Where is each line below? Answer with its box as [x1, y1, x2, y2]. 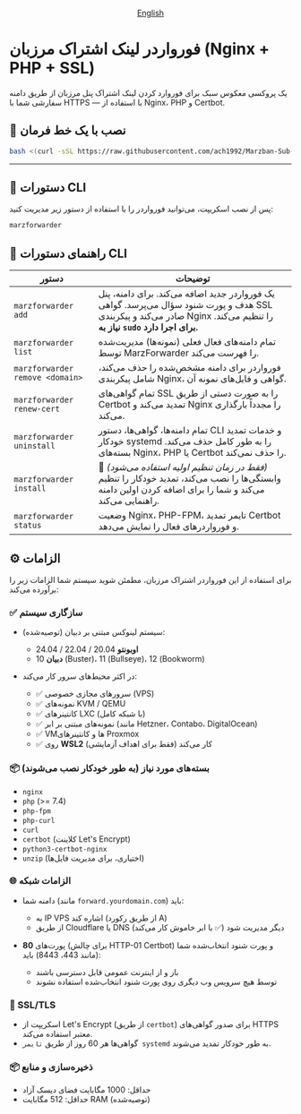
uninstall [13, 441, 56, 451]
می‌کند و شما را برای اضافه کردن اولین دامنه [98, 484, 265, 496]
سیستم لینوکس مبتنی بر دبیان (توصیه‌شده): [21, 627, 166, 638]
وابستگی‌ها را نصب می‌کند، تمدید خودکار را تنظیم [98, 472, 281, 484]
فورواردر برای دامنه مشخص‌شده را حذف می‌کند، [98, 362, 281, 374]
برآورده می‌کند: [9, 584, 59, 595]
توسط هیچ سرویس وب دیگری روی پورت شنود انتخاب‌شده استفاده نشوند [35, 976, 278, 987]
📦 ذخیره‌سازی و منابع [9, 1061, 93, 1074]
